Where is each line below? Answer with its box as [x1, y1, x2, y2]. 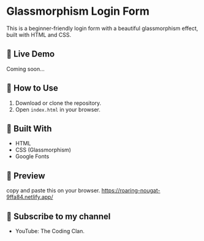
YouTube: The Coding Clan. [15, 228, 85, 234]
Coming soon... [6, 65, 45, 72]
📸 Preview [6, 170, 45, 181]
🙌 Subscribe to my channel [6, 211, 111, 221]
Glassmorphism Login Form [6, 4, 150, 18]
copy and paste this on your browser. [6, 187, 100, 194]
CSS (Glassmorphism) [15, 146, 72, 154]
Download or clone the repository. [15, 99, 102, 107]
